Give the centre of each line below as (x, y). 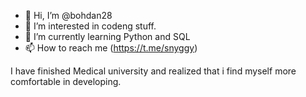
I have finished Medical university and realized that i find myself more (153, 71)
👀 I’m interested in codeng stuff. (90, 26)
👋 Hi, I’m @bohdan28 (68, 15)
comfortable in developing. (66, 81)
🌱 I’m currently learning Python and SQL (107, 36)
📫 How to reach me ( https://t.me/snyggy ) (111, 48)
